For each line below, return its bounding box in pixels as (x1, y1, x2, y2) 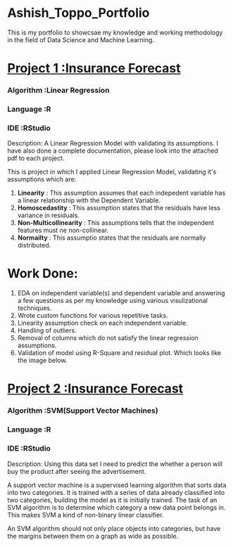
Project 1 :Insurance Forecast (7, 60, 181, 77)
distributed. (17, 241, 51, 250)
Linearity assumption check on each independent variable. (17, 318, 188, 328)
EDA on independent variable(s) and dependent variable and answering (17, 289, 225, 297)
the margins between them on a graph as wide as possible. (7, 532, 179, 540)
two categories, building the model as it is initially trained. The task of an (7, 496, 218, 504)
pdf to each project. (7, 154, 65, 162)
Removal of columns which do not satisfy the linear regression (17, 334, 199, 342)
